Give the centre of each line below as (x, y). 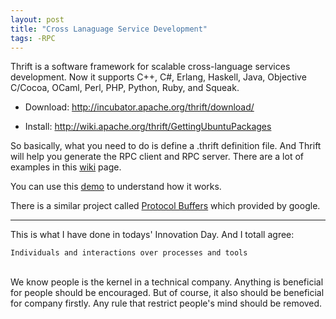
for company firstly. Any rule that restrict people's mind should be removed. (166, 303)
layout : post (37, 19)
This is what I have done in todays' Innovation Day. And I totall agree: (152, 235)
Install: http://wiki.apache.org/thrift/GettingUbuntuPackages (148, 127)
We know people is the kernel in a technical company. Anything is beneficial (167, 282)
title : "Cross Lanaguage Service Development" (109, 29)
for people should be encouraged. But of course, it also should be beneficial (167, 293)
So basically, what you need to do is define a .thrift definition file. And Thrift (166, 146)
